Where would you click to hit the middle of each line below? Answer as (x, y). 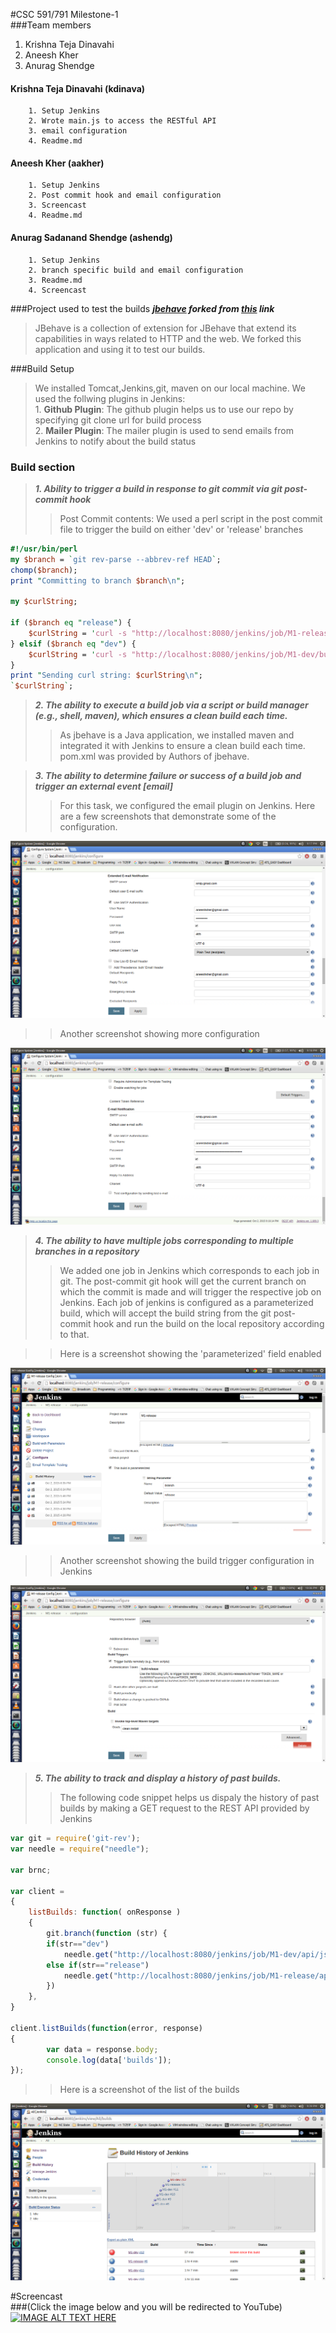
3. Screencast (57, 205)
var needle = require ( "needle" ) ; (80, 1849)
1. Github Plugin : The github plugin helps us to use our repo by (164, 409)
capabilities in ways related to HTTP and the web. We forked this (168, 338)
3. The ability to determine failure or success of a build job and (168, 776)
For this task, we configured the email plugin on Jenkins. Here (187, 806)
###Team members (51, 25)
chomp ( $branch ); (44, 570)
